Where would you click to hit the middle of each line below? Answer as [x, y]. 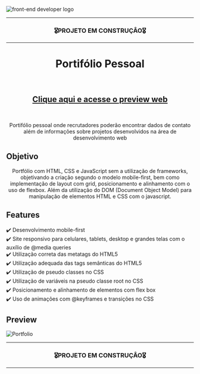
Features [23, 215]
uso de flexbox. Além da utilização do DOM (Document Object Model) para [100, 190]
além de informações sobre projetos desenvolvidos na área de [100, 132]
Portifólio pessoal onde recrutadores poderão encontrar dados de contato [100, 125]
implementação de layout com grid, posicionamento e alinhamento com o [100, 183]
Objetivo [22, 157]
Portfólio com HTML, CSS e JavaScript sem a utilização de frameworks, [100, 171]
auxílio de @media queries [39, 247]
